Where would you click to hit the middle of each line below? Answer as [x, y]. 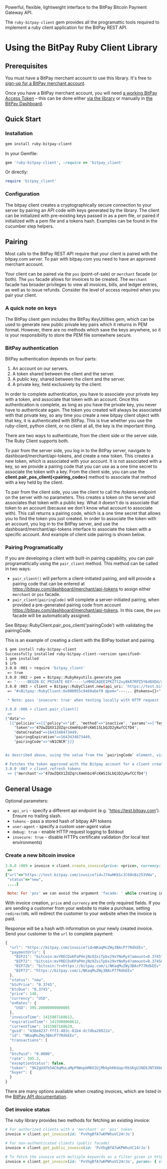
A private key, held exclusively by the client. [57, 384]
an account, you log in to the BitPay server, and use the [62, 524]
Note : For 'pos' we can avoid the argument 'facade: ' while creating [82, 893]
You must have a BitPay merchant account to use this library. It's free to [78, 78]
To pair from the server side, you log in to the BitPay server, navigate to [78, 451]
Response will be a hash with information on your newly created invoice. [79, 928]
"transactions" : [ [29, 1040]
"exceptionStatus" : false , [38, 1063]
